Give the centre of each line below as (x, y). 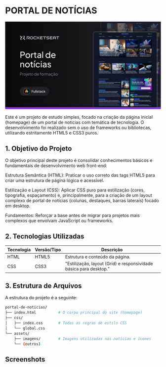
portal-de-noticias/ (26, 307)
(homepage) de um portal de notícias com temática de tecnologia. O (75, 122)
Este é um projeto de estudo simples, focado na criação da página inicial (79, 117)
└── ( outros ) (27, 344)
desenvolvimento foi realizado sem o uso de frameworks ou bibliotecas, (78, 128)
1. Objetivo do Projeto (39, 148)
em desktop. (18, 206)
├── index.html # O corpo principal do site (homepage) (74, 313)
